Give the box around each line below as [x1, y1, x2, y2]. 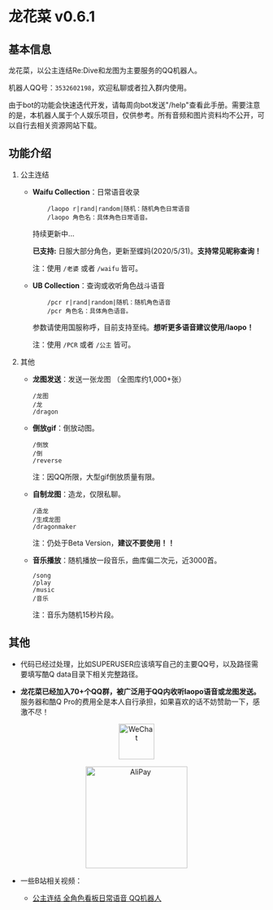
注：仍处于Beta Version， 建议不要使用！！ [32, 538, 175, 548]
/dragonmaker [32, 523, 77, 531]
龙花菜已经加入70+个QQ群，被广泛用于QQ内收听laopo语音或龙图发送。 [19, 686, 262, 696]
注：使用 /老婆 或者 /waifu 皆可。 [32, 263, 143, 273]
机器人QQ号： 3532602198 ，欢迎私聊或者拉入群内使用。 [8, 83, 192, 92]
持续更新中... [32, 229, 75, 238]
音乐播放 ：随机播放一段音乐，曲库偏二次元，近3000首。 [32, 555, 222, 565]
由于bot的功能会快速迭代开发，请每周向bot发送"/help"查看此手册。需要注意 [8, 100, 261, 110]
